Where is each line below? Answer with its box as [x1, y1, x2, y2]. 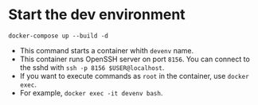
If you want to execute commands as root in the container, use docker [19, 71, 249, 80]
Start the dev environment [8, 6, 186, 24]
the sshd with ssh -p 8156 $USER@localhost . [19, 62, 165, 72]
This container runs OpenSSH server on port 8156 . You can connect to [19, 54, 251, 64]
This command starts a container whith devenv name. [19, 45, 193, 55]
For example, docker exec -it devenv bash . [19, 87, 163, 97]
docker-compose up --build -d [8, 32, 109, 40]
